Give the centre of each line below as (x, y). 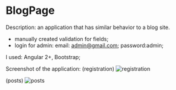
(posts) (15, 80)
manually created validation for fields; (61, 39)
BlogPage (30, 11)
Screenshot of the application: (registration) (60, 69)
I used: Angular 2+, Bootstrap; (43, 57)
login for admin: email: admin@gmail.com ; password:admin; (89, 45)
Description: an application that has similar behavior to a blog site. (88, 27)
